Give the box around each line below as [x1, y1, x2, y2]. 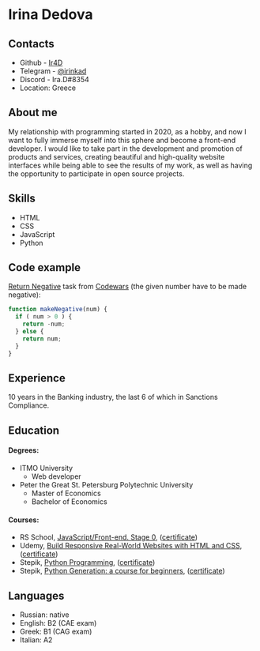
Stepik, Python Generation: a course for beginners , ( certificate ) [19, 566, 225, 576]
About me [8, 106, 58, 119]
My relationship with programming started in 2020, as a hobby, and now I [8, 126, 247, 136]
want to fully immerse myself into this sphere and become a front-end [8, 135, 236, 145]
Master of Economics [31, 488, 101, 498]
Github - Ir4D [19, 58, 63, 67]
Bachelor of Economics [31, 496, 108, 506]
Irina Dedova [8, 6, 93, 24]
